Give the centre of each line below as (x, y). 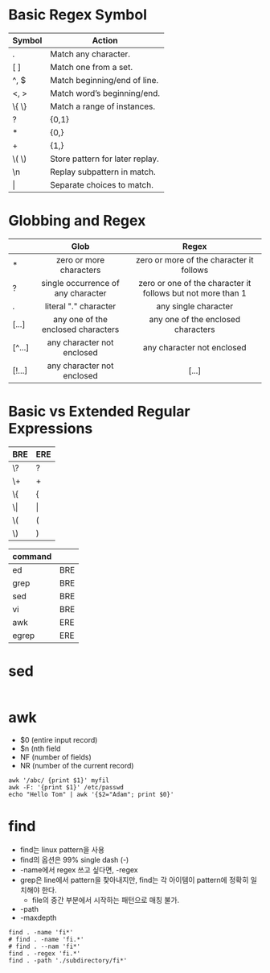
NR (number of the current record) (77, 765)
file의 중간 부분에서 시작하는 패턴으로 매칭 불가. (106, 900)
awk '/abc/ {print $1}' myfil (59, 780)
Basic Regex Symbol (78, 15)
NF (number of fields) (56, 757)
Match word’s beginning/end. (105, 93)
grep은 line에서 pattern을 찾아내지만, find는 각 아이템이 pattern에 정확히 (134, 880)
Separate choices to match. (102, 184)
